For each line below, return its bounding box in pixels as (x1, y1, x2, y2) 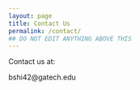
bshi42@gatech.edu (8, 72, 77, 82)
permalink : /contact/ (8, 27, 82, 35)
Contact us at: (8, 57, 55, 66)
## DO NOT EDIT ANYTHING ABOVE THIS (8, 34, 132, 43)
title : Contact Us (8, 19, 70, 28)
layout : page (8, 11, 53, 20)
